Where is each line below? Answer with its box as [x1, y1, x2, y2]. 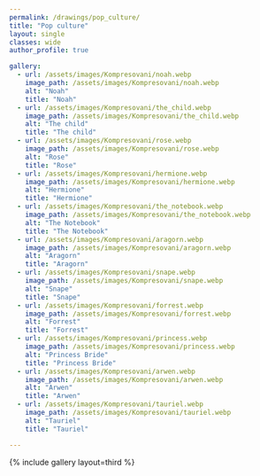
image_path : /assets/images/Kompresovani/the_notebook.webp [25, 210, 251, 219]
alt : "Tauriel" [25, 416, 81, 425]
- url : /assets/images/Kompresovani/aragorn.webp [17, 235, 203, 244]
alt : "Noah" [25, 86, 69, 96]
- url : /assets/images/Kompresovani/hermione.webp [17, 169, 208, 178]
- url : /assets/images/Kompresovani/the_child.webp [17, 103, 212, 112]
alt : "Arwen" [25, 383, 73, 393]
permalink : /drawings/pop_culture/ [9, 12, 141, 22]
